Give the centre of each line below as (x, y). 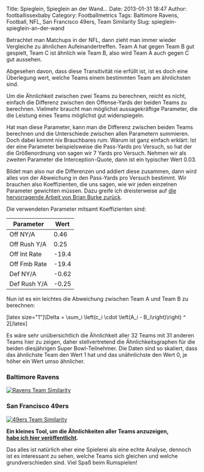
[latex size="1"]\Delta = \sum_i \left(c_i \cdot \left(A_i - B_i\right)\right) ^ (96, 317)
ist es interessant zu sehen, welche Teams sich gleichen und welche (92, 456)
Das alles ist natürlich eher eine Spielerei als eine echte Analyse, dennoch (99, 449)
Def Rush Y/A (29, 284)
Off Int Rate (26, 254)
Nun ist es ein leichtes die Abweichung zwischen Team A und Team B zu (97, 299)
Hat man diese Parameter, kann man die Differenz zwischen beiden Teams (100, 127)
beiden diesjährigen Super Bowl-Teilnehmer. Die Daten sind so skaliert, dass (102, 348)
